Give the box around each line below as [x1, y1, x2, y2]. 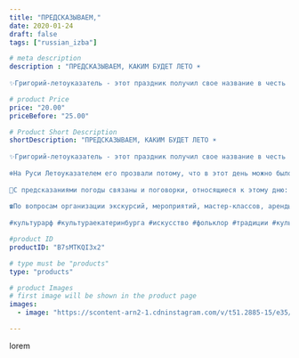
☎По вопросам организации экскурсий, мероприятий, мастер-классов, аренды [9, 202, 293, 211]
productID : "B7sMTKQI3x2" [9, 242, 105, 252]
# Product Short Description [9, 127, 117, 136]
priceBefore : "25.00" [9, 111, 90, 120]
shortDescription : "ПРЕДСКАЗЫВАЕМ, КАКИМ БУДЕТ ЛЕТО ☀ [9, 135, 217, 145]
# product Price [9, 94, 69, 103]
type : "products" [9, 267, 74, 276]
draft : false [9, 29, 58, 38]
